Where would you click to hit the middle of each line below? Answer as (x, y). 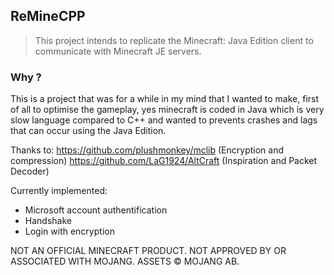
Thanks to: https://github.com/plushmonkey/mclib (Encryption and (147, 150)
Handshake (48, 221)
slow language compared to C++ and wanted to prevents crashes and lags (164, 120)
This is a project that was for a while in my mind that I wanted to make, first (165, 99)
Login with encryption (69, 231)
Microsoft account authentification (96, 210)
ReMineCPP (48, 16)
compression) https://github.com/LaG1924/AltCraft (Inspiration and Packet (164, 161)
